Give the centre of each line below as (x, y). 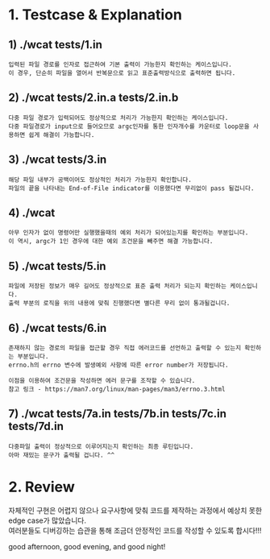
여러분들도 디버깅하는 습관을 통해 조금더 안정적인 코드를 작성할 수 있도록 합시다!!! (135, 530)
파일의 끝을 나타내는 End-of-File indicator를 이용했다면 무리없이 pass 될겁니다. (131, 188)
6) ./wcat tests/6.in (58, 328)
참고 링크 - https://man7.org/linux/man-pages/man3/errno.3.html (117, 389)
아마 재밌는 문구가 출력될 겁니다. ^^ (62, 455)
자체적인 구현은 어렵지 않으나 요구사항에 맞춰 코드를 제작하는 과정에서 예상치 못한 (135, 510)
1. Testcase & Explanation (96, 15)
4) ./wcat (32, 213)
